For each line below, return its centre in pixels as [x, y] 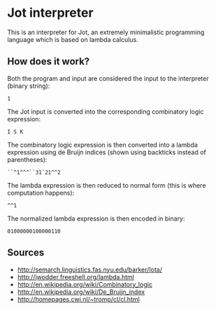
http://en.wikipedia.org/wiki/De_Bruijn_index [81, 292]
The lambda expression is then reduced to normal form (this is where [107, 185]
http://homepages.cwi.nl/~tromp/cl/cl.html [78, 299]
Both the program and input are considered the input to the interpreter [108, 78]
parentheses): [27, 159]
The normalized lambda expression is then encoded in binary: [96, 219]
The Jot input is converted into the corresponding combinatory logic [106, 111]
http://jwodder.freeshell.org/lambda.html [75, 276]
